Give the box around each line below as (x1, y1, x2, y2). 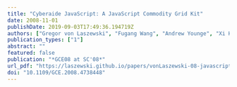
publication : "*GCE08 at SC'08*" (7, 56, 106, 63)
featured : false (7, 50, 55, 57)
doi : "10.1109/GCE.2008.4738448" (7, 69, 106, 76)
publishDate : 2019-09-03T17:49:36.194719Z (7, 23, 134, 30)
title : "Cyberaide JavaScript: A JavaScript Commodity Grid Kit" (7, 10, 203, 18)
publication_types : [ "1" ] (7, 36, 83, 43)
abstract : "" (7, 43, 46, 50)
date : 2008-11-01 (7, 17, 59, 24)
